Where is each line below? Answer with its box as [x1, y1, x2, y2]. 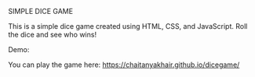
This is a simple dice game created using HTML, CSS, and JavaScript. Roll [8, 22, 248, 30]
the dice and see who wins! [8, 30, 97, 39]
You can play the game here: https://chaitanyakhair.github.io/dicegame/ [8, 60, 240, 69]
